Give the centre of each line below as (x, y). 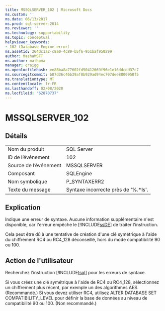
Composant (21, 174)
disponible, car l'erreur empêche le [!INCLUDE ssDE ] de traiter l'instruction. (82, 225)
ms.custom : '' (20, 14)
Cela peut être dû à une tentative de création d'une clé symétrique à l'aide (81, 234)
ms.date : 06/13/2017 (27, 19)
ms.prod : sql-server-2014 (32, 24)
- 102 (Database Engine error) (38, 47)
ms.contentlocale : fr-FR (31, 84)
